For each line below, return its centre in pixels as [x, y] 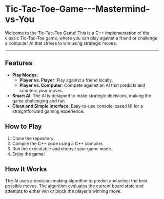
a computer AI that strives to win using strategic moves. [61, 43]
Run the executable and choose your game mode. [62, 149]
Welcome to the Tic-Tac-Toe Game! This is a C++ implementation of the [77, 33]
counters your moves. [41, 90]
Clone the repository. [33, 138]
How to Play [24, 127]
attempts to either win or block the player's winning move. [63, 191]
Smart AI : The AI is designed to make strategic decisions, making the [82, 96]
